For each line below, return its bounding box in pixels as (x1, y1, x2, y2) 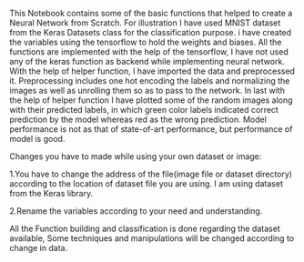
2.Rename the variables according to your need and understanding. (9, 206, 263, 217)
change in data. (9, 243, 68, 253)
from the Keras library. (9, 188, 94, 198)
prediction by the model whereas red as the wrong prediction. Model (9, 114, 267, 125)
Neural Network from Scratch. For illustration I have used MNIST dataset (9, 17, 281, 28)
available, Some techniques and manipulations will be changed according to (9, 233, 294, 244)
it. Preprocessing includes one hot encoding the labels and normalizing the (9, 76, 290, 86)
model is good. (9, 134, 66, 144)
